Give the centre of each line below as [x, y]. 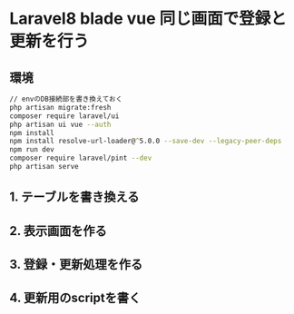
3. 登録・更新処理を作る [76, 265]
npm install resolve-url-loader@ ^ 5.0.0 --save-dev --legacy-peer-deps [146, 142]
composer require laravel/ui [64, 116]
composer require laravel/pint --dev [81, 158]
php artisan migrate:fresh [60, 107]
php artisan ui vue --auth [60, 124]
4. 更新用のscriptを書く [75, 298]
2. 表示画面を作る [58, 231]
